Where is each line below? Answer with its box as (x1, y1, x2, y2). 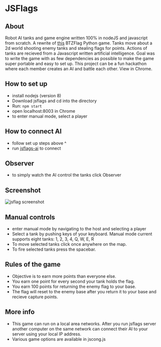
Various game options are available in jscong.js (12, 336, 106, 342)
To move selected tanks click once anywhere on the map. (12, 241, 127, 247)
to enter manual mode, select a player (12, 113, 88, 119)
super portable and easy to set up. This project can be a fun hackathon (5, 61, 146, 66)
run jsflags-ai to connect (12, 145, 61, 151)
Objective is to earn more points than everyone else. (12, 273, 117, 279)
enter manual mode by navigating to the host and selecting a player (12, 226, 146, 232)
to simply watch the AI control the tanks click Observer (12, 172, 122, 178)
